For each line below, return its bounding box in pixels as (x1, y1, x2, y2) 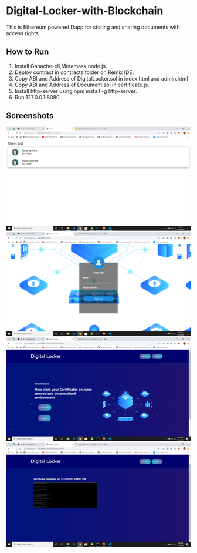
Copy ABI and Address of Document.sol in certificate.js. (14, 81, 150, 88)
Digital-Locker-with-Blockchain (6, 4, 164, 18)
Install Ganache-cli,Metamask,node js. (14, 62, 107, 69)
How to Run (6, 47, 49, 57)
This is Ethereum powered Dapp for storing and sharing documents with (6, 24, 181, 31)
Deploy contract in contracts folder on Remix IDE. (14, 69, 134, 76)
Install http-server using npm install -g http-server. (14, 87, 137, 95)
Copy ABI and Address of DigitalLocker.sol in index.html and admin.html (14, 75, 189, 82)
